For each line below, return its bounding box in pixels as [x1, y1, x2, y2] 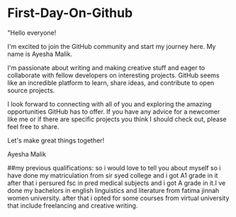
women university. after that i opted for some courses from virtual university [7, 194, 230, 202]
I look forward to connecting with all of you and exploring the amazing [7, 99, 212, 108]
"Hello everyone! [7, 28, 57, 37]
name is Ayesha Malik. [7, 50, 73, 58]
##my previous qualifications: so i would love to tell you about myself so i [7, 163, 221, 172]
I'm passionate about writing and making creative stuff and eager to [7, 63, 206, 72]
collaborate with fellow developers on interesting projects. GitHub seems [7, 71, 220, 79]
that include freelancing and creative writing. [7, 201, 138, 210]
